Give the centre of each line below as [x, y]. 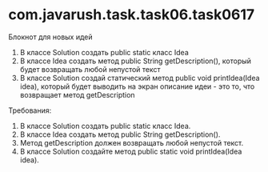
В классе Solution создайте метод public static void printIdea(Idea [131, 151]
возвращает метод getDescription [77, 94]
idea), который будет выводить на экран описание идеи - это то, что [137, 86]
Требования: [30, 110]
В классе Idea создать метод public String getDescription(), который [136, 61]
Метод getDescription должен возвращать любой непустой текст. [132, 142]
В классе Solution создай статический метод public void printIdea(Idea [140, 78]
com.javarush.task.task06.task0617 [132, 15]
